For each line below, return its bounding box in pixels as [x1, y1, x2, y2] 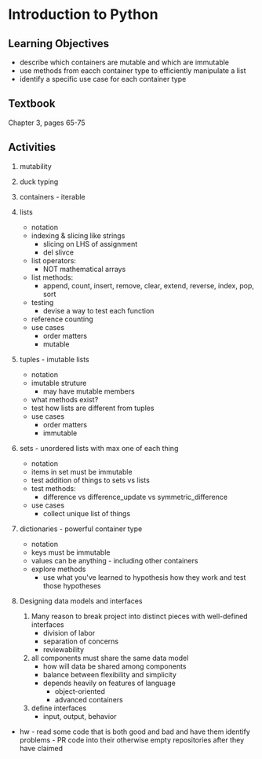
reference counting [31, 314, 94, 324]
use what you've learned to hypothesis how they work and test [42, 572, 246, 582]
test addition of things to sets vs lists [31, 475, 151, 485]
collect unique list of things [42, 508, 131, 518]
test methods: [31, 483, 76, 493]
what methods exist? [31, 394, 99, 404]
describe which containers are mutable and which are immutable [19, 57, 230, 67]
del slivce [42, 247, 75, 257]
